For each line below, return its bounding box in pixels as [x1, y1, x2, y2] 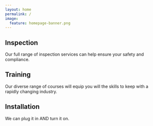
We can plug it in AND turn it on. [5, 115, 69, 121]
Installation [5, 103, 40, 111]
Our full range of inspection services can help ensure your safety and [5, 51, 144, 57]
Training [5, 71, 31, 79]
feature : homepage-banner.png [9, 20, 70, 26]
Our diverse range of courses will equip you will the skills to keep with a [5, 83, 149, 89]
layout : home [5, 7, 32, 12]
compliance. [5, 57, 30, 63]
